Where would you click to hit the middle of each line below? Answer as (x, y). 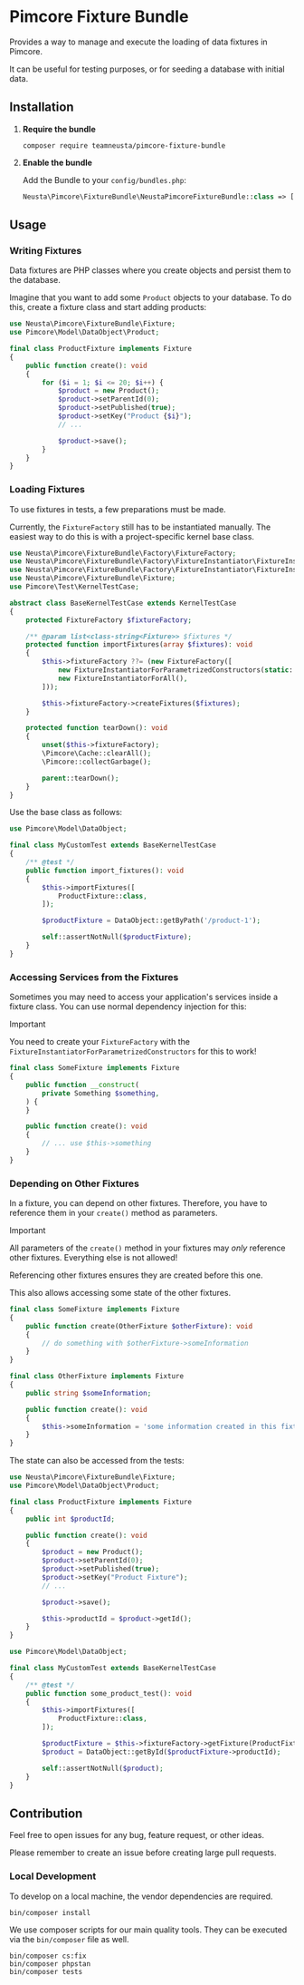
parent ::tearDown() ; (81, 778)
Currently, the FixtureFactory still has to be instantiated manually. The (140, 527)
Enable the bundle (57, 162)
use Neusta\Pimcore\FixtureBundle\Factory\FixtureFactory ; (123, 553)
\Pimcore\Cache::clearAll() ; (97, 754)
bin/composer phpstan (50, 1964)
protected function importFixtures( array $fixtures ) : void (139, 645)
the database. (35, 280)
